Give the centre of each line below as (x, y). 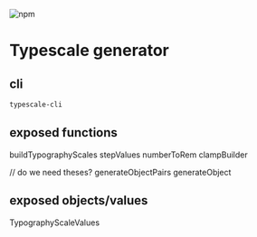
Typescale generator (90, 51)
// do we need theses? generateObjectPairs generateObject (120, 172)
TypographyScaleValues (55, 223)
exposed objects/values (79, 200)
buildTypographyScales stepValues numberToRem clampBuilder (128, 155)
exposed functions (63, 133)
